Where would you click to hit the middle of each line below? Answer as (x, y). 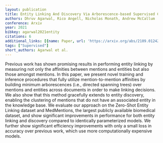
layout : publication (26, 9)
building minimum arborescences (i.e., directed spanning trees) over (73, 84)
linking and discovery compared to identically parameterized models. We (78, 120)
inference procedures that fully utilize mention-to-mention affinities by (75, 79)
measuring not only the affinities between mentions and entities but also (77, 69)
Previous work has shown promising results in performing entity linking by (79, 64)
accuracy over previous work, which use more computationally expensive (79, 131)
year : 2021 (16, 28)
